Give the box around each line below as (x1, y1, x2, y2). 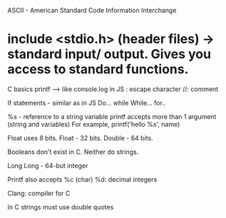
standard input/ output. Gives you (7, 46, 212, 63)
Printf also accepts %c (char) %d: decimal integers (7, 175, 158, 184)
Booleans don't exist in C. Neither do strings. (7, 147, 139, 156)
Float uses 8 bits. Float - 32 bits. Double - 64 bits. (7, 133, 153, 142)
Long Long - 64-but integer (7, 161, 88, 170)
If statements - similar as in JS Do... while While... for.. (7, 98, 166, 107)
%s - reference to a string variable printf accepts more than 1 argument (7, 112, 217, 120)
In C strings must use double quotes (7, 202, 114, 211)
